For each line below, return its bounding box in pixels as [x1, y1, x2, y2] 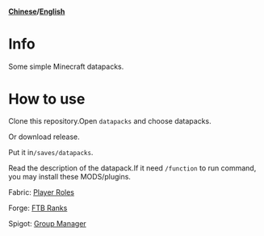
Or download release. [8, 132, 80, 141]
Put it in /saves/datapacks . [8, 148, 94, 158]
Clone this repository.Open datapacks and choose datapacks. [8, 116, 212, 126]
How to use [8, 90, 86, 108]
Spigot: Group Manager [8, 219, 86, 229]
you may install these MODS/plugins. [8, 172, 132, 182]
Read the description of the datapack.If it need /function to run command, [8, 163, 257, 173]
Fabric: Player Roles [8, 188, 75, 197]
